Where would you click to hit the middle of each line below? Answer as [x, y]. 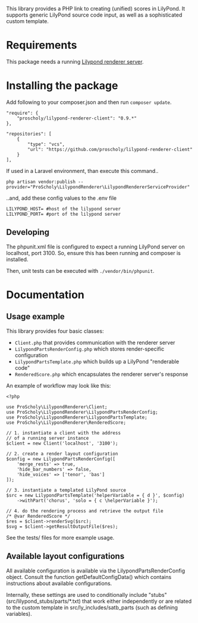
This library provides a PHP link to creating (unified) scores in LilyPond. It [96, 9]
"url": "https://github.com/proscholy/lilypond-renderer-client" [110, 149]
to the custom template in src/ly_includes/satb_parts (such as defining [92, 607]
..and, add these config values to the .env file [62, 198]
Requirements [42, 45]
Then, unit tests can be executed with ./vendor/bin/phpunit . [80, 270]
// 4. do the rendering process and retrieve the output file [85, 511]
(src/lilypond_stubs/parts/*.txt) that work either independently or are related [99, 601]
